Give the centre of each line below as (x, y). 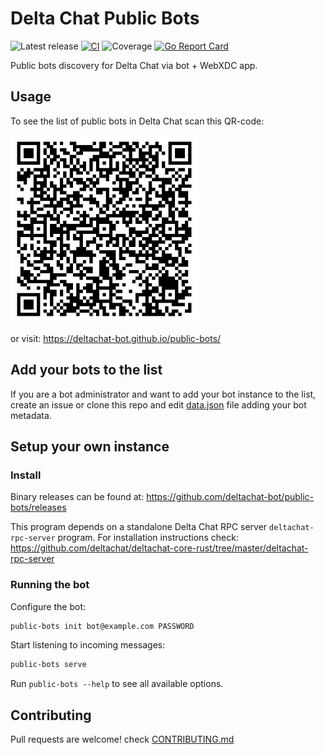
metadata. (31, 415)
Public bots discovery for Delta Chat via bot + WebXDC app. (134, 65)
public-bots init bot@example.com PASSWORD (102, 626)
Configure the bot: (48, 606)
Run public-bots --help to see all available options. (117, 684)
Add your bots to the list (86, 370)
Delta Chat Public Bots (105, 18)
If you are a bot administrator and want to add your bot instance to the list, (163, 394)
